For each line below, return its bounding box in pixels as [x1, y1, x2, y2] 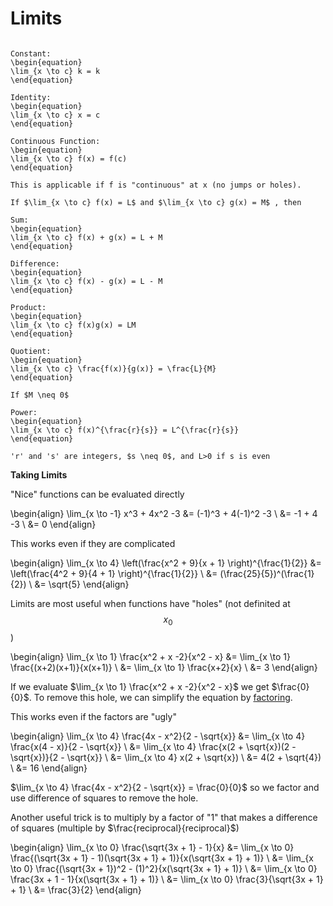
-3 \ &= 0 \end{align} [10, 518, 97, 530]
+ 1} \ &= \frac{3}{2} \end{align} [10, 883, 142, 896]
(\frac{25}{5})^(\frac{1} [219, 567, 315, 579]
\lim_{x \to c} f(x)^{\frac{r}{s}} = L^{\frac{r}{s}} [10, 425, 240, 435]
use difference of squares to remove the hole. [10, 792, 199, 804]
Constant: [10, 48, 52, 59]
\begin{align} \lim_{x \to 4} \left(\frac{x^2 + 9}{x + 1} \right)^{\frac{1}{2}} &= [10, 557, 322, 569]
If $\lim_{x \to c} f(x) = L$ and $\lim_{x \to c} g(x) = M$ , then [10, 197, 302, 207]
